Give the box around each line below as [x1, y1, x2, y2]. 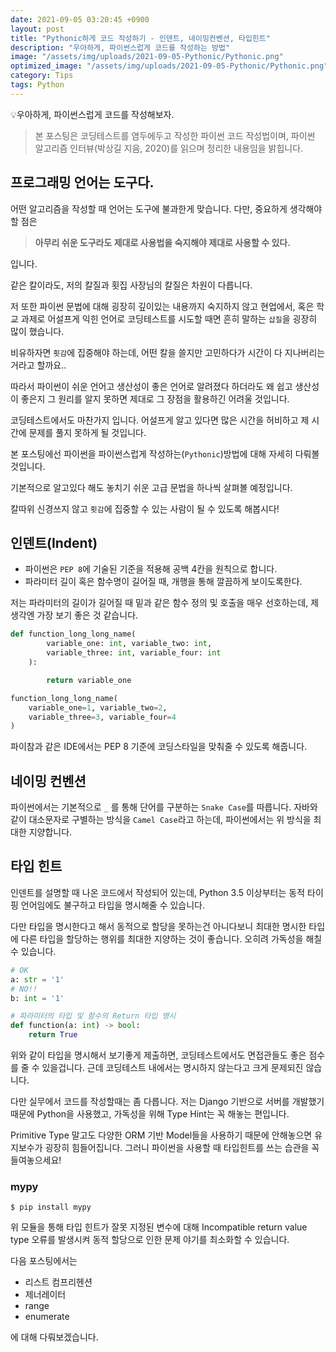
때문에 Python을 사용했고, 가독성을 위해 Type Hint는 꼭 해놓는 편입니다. [10, 1108, 290, 1120]
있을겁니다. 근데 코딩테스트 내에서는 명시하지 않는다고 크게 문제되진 [41, 1062, 304, 1073]
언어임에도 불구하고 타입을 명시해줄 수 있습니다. [20, 899, 206, 911]
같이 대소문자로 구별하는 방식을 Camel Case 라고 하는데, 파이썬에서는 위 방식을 [10, 814, 312, 826]
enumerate [24, 1311, 70, 1323]
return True [28, 1030, 78, 1040]
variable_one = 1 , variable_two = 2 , [28, 702, 168, 713]
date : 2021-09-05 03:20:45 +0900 [10, 14, 150, 25]
